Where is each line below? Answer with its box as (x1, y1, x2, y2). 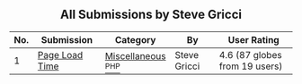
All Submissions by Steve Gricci (59, 7, 243, 22)
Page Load (37, 48, 84, 61)
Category (114, 33, 156, 46)
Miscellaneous (104, 49, 166, 62)
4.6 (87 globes (218, 48, 282, 61)
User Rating (227, 33, 280, 46)
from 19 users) (218, 60, 283, 72)
